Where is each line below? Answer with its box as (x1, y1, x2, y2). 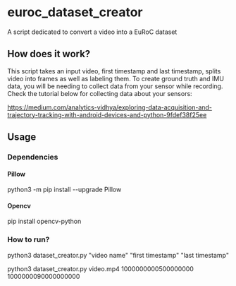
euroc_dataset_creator (7, 4, 143, 20)
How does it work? (7, 48, 91, 60)
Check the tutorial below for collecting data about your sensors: (7, 89, 192, 97)
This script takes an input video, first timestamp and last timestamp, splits (7, 66, 221, 75)
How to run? (7, 234, 50, 244)
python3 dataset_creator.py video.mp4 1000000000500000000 (7, 264, 194, 273)
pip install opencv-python (7, 217, 82, 226)
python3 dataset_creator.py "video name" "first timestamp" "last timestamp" (7, 251, 229, 259)
